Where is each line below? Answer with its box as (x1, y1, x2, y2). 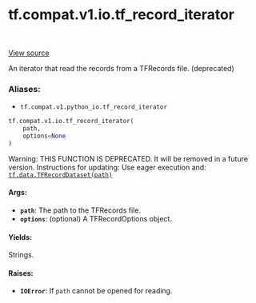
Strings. (8, 250, 34, 260)
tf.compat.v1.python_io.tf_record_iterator (19, 103, 168, 111)
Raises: (8, 268, 34, 277)
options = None (22, 132, 66, 140)
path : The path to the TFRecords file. (19, 205, 142, 215)
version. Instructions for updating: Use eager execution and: (8, 162, 206, 172)
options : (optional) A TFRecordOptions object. (19, 213, 172, 223)
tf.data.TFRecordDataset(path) (8, 170, 113, 179)
